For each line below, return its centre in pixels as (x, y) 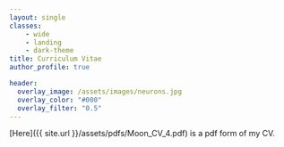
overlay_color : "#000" (60, 100)
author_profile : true (50, 68)
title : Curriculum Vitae (56, 59)
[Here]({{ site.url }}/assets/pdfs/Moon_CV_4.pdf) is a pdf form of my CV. (142, 134)
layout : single (38, 17)
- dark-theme (50, 51)
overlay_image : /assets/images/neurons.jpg (99, 91)
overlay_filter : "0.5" (60, 108)
